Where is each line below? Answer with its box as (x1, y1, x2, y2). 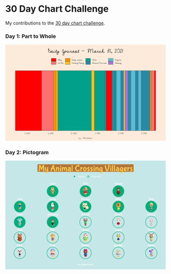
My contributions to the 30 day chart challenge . (5, 20, 105, 26)
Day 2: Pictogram (5, 148, 49, 156)
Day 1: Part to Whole (5, 33, 56, 40)
